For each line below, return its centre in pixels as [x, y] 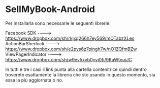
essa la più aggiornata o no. [34, 80]
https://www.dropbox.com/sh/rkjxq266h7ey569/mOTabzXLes [70, 38]
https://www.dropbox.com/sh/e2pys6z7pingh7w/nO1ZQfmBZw [71, 49]
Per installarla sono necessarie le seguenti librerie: [58, 23]
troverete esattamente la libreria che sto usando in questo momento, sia [81, 74]
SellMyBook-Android [50, 9]
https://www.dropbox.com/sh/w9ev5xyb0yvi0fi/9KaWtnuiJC [69, 59]
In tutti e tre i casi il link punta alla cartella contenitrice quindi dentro [76, 69]
